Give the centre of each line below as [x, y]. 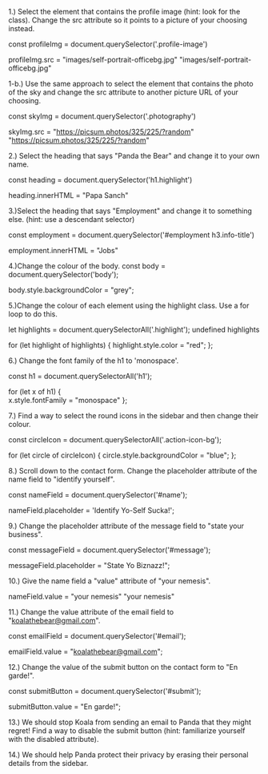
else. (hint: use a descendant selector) [72, 219]
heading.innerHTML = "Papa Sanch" [68, 195]
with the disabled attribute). [54, 739]
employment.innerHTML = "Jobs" [63, 250]
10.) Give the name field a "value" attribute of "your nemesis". [110, 581]
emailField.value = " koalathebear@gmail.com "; [86, 651]
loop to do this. [33, 314]
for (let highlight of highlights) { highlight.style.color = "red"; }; [111, 345]
